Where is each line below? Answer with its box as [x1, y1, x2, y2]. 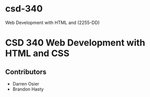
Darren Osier [12, 80, 39, 86]
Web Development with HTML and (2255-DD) [5, 19, 100, 25]
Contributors [5, 67, 47, 76]
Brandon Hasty [12, 86, 44, 92]
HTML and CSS [5, 48, 69, 59]
